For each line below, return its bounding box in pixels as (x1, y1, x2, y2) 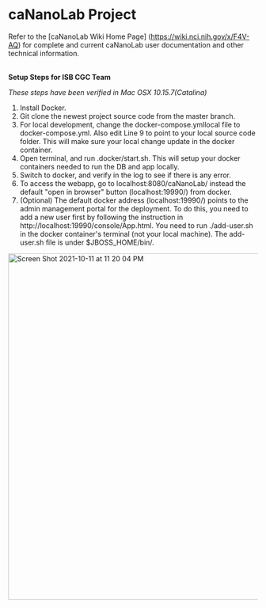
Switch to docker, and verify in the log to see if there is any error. (19, 170, 232, 180)
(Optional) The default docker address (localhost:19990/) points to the (19, 196, 249, 205)
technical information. (8, 48, 79, 58)
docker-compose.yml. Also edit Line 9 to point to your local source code (19, 128, 256, 138)
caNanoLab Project (8, 6, 137, 24)
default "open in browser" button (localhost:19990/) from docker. (19, 187, 232, 196)
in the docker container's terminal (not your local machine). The (19, 229, 228, 238)
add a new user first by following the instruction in (19, 212, 184, 222)
